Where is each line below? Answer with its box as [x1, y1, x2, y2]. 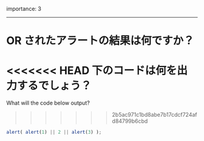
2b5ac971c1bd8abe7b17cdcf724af [112, 111, 197, 119]
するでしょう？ [17, 79, 92, 93]
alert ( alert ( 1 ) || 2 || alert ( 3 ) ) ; [6, 130, 102, 136]
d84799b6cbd [112, 117, 148, 125]
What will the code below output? [6, 99, 90, 107]
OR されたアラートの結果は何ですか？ [6, 34, 194, 48]
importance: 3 [6, 5, 41, 12]
